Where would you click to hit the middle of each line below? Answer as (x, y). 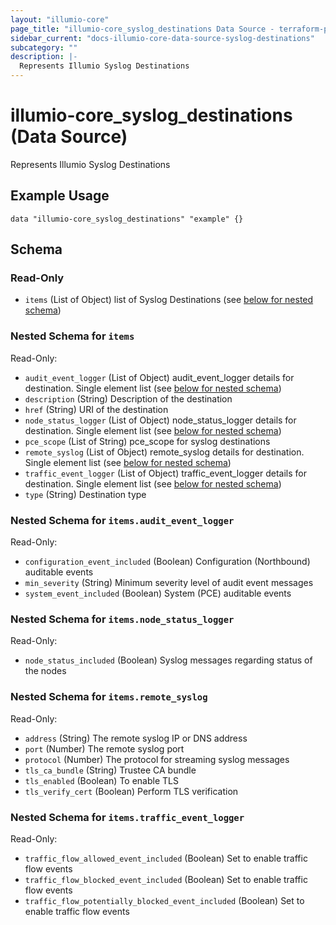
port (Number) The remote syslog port (104, 748)
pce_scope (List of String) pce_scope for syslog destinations (147, 441)
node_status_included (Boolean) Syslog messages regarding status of (168, 660)
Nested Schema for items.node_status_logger (122, 619)
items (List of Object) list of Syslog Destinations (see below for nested (169, 300)
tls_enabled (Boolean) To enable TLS (101, 780)
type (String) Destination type (85, 494)
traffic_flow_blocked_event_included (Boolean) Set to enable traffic (166, 879)
